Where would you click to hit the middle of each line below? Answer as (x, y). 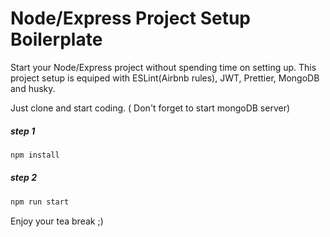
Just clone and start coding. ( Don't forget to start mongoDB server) (150, 108)
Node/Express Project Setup (131, 18)
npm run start (40, 202)
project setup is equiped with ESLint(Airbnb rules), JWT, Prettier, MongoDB (165, 78)
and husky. (33, 88)
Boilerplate (56, 39)
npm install (35, 155)
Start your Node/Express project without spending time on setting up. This (163, 67)
